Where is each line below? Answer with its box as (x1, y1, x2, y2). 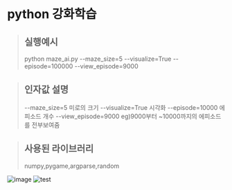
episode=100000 (24, 62, 73, 70)
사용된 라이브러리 (24, 143, 94, 155)
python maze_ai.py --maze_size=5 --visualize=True (24, 55, 172, 63)
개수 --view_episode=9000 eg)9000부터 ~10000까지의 (42, 112, 197, 120)
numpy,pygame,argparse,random (24, 162, 120, 170)
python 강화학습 (7, 6, 97, 22)
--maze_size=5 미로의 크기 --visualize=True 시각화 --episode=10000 (24, 103, 218, 111)
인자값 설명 (24, 84, 69, 95)
